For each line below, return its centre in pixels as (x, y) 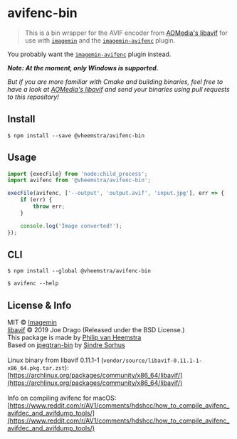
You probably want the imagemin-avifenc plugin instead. (89, 54)
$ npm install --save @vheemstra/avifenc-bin (76, 136)
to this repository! (33, 97)
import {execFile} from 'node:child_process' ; (78, 174)
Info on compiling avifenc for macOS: (62, 398)
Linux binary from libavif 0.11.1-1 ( (56, 360)
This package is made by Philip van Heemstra (74, 338)
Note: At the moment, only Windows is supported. (83, 68)
